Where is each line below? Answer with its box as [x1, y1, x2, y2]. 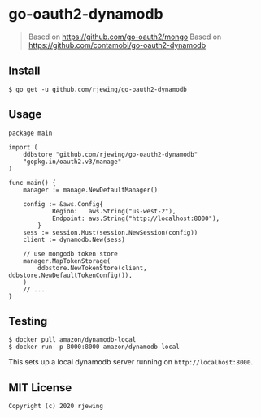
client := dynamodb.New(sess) [23, 235, 126, 243]
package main [8, 129, 53, 137]
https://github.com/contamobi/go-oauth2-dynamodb [28, 40, 206, 50]
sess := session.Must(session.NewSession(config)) [23, 228, 198, 236]
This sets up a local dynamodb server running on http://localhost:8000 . [8, 357, 254, 367]
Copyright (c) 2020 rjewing [8, 403, 104, 411]
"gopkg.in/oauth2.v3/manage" [23, 157, 122, 166]
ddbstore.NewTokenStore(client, [37, 264, 148, 272]
